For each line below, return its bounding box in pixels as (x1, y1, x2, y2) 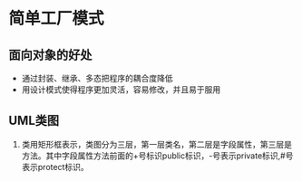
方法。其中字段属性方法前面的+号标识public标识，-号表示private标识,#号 (21, 150, 294, 161)
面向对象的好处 (8, 47, 93, 62)
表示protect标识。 (21, 161, 89, 172)
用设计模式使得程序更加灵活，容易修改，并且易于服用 (21, 84, 221, 95)
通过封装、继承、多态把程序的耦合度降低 (21, 73, 173, 83)
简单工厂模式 (8, 8, 105, 29)
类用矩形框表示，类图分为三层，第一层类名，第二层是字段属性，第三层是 (21, 138, 292, 149)
